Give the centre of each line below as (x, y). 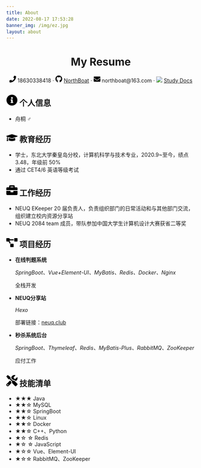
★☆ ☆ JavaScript (38, 444)
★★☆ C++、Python (41, 431)
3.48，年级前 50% (38, 163)
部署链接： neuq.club (40, 322)
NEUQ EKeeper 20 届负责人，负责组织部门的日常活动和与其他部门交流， (104, 208)
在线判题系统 (31, 260)
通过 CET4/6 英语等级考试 (47, 170)
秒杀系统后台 (31, 335)
